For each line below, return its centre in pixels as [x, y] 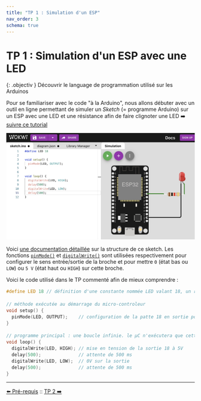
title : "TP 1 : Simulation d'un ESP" [53, 13]
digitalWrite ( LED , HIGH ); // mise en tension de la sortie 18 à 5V [98, 349]
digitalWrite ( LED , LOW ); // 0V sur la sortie [71, 361]
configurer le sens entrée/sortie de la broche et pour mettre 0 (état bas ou [97, 262]
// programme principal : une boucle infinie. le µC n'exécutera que [95, 336]
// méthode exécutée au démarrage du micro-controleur [76, 304]
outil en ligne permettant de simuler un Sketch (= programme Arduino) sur [98, 109]
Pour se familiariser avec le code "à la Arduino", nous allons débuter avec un [100, 103]
